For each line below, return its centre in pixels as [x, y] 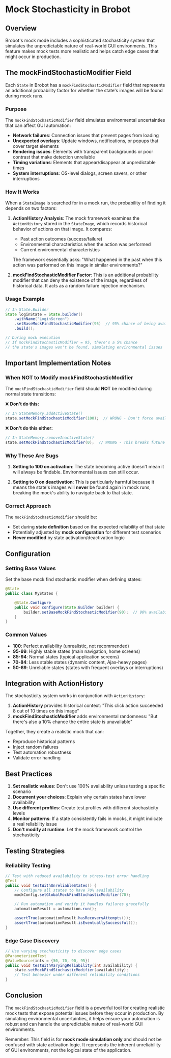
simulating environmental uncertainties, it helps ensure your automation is [83, 1018]
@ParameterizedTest [26, 956]
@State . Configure [33, 602]
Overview [21, 28]
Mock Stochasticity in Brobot [68, 9]
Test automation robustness [42, 752]
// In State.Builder [27, 309]
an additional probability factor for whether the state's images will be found [84, 90]
